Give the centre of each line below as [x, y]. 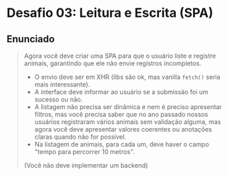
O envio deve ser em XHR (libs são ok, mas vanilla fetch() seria [127, 77]
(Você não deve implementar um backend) [86, 165]
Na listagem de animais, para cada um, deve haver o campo [122, 144]
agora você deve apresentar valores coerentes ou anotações [123, 129]
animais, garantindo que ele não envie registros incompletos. [113, 63]
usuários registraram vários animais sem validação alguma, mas [128, 122]
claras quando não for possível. [80, 137]
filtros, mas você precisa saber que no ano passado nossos [121, 114]
